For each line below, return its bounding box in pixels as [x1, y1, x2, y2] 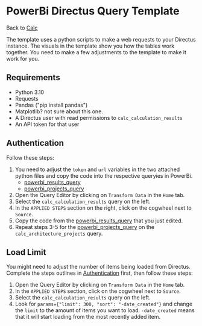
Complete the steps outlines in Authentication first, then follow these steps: [6, 269, 193, 277]
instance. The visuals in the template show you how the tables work [6, 42, 175, 49]
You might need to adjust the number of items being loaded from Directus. [6, 263, 191, 271]
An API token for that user [14, 121, 80, 128]
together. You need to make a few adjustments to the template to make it [6, 48, 187, 55]
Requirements [6, 72, 60, 83]
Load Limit [6, 247, 46, 257]
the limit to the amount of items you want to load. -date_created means [14, 307, 195, 314]
